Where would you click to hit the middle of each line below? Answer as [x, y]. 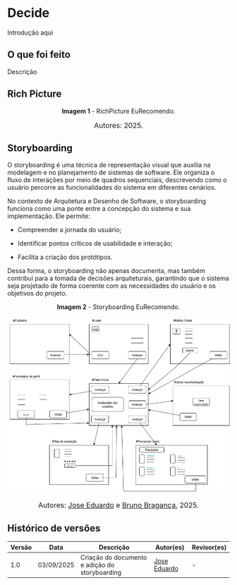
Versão [21, 547]
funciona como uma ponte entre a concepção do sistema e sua [99, 209]
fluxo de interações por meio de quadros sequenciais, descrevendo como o [117, 180]
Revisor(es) [209, 547]
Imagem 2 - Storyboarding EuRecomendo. [119, 307]
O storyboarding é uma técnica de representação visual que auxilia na [109, 165]
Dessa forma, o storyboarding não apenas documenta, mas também [107, 271]
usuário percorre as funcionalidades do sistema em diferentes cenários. [112, 188]
